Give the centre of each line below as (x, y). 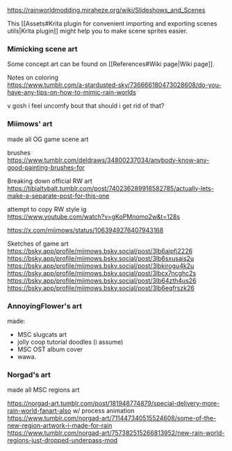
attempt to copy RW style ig (47, 209)
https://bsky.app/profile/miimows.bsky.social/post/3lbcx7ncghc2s (102, 273)
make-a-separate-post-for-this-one (58, 196)
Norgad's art (29, 374)
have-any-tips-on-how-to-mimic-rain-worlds (72, 93)
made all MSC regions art (43, 390)
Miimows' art (30, 124)
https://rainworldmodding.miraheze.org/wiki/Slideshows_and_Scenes (106, 10)
